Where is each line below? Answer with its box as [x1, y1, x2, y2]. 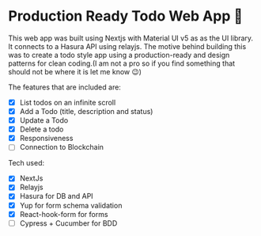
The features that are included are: [8, 82, 121, 92]
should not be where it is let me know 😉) [8, 67, 142, 76]
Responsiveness [19, 134, 74, 143]
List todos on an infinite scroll [19, 97, 116, 107]
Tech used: [8, 158, 45, 168]
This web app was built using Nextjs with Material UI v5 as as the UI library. [8, 33, 254, 43]
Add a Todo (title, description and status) [19, 107, 153, 116]
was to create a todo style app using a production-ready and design [8, 50, 230, 59]
